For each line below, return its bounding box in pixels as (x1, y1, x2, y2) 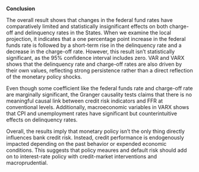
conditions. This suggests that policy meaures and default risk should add (6, 146, 187, 154)
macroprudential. (6, 160, 48, 166)
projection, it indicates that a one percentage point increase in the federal (6, 36, 186, 42)
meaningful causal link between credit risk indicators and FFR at (6, 97, 163, 104)
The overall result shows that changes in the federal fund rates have (6, 17, 173, 23)
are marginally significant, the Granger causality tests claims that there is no (6, 91, 192, 98)
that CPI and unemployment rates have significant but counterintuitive (6, 110, 177, 117)
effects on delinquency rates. (6, 116, 78, 123)
